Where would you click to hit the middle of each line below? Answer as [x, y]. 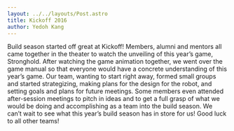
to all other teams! [33, 121]
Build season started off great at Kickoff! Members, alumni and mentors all [115, 47]
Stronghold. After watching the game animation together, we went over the [115, 62]
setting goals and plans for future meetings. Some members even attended [116, 91]
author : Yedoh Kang [36, 27]
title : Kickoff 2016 [37, 20]
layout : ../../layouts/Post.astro [58, 14]
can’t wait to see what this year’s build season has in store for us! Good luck [117, 113]
